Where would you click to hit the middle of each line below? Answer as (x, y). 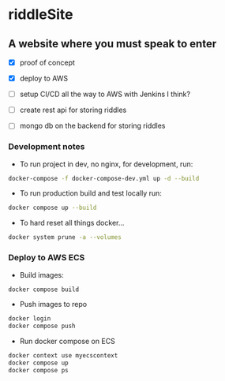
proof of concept (47, 62)
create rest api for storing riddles (73, 110)
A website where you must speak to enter (112, 44)
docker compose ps (38, 370)
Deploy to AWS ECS (47, 258)
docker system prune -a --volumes (65, 237)
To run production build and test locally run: (90, 193)
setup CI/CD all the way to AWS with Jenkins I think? (105, 94)
